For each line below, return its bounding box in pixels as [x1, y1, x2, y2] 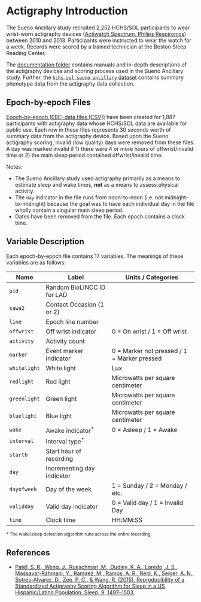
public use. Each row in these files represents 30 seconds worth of [6, 126, 172, 133]
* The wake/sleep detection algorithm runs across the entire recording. [6, 531, 152, 537]
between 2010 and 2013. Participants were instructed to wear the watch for [6, 37, 191, 44]
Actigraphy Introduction [6, 4, 129, 18]
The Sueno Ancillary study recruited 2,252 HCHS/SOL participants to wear [6, 24, 190, 31]
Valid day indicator [45, 503, 98, 511]
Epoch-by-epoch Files [6, 98, 91, 108]
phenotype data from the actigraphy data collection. [6, 80, 135, 87]
